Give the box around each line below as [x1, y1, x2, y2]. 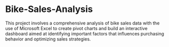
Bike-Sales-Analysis [5, 3, 93, 15]
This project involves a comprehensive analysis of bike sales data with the [5, 20, 160, 26]
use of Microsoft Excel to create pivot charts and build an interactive [5, 25, 148, 31]
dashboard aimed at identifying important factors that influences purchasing [5, 30, 164, 36]
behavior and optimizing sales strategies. [5, 36, 91, 42]
